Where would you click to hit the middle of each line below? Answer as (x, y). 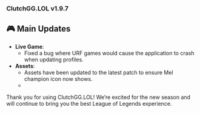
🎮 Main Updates (38, 29)
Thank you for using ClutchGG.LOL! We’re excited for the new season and (98, 97)
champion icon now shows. (58, 79)
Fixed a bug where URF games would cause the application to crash (109, 53)
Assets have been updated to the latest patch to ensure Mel (99, 72)
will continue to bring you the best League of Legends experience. (89, 103)
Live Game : (29, 46)
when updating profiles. (54, 60)
